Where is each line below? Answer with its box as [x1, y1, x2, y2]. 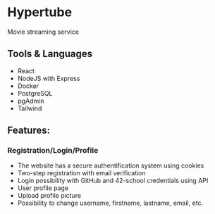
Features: [7, 125, 51, 137]
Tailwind [17, 103, 42, 113]
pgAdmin [17, 96, 44, 105]
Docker [17, 82, 39, 90]
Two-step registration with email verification [17, 169, 146, 177]
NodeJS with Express [17, 74, 80, 82]
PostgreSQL [17, 89, 53, 97]
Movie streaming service [7, 27, 80, 36]
